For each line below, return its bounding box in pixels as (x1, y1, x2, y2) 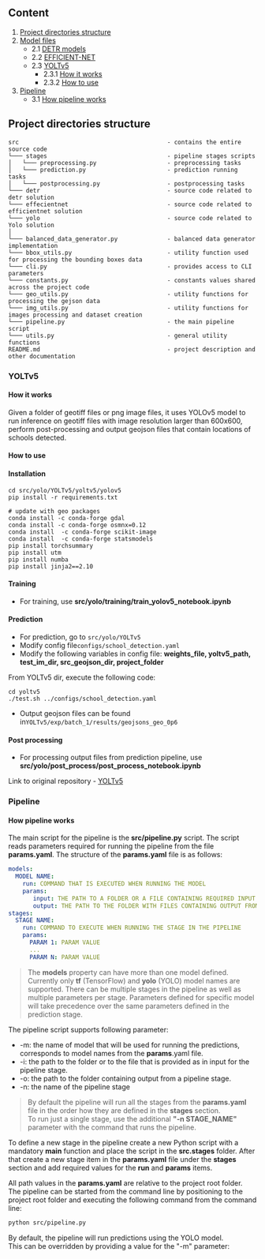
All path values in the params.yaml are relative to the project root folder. (8, 1178, 243, 1187)
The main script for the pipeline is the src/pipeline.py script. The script (8, 833, 240, 843)
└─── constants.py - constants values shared (8, 276, 256, 284)
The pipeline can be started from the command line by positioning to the (8, 1186, 243, 1196)
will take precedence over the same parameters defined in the (27, 1001, 230, 1010)
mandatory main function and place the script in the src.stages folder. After (8, 1146, 256, 1156)
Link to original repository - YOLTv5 (8, 777, 124, 786)
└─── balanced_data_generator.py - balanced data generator (8, 234, 256, 243)
